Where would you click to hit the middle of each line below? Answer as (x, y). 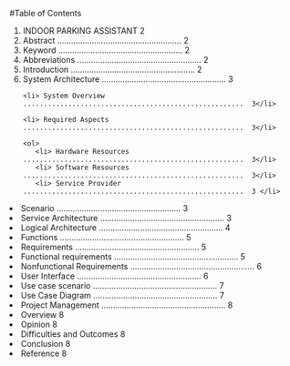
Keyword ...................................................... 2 (106, 50)
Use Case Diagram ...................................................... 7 (123, 295)
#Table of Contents (46, 13)
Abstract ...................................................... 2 (105, 41)
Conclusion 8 (46, 344)
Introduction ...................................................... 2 (112, 69)
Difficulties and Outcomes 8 (73, 334)
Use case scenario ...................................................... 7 (123, 285)
